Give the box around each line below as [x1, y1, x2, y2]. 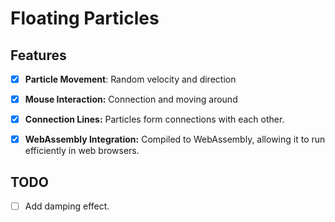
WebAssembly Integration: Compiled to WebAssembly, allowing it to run [24, 133, 326, 146]
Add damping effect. [24, 200, 110, 212]
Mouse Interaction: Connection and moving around [24, 93, 238, 106]
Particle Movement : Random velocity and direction [24, 73, 237, 85]
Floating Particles [10, 7, 160, 30]
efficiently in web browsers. [24, 145, 140, 157]
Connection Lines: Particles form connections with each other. [24, 113, 285, 126]
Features [10, 47, 67, 64]
